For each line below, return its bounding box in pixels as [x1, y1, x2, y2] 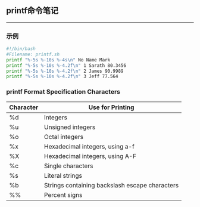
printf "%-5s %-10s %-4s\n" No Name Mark [6, 57, 111, 63]
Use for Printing [88, 103, 135, 112]
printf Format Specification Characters [6, 88, 121, 96]
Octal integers [43, 132, 84, 141]
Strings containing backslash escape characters [43, 181, 179, 189]
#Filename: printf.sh [6, 51, 60, 57]
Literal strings [43, 171, 82, 180]
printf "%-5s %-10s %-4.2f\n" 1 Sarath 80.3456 [6, 62, 127, 69]
